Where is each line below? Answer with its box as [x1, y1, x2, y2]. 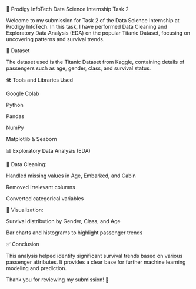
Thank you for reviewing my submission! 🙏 [6, 276, 109, 283]
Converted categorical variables [6, 195, 84, 202]
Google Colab [6, 90, 39, 97]
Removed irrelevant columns [6, 184, 75, 190]
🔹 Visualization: [6, 206, 44, 213]
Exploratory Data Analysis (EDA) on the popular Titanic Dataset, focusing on [6, 29, 190, 36]
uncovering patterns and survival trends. [6, 36, 105, 42]
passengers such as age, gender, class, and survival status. [6, 65, 151, 72]
